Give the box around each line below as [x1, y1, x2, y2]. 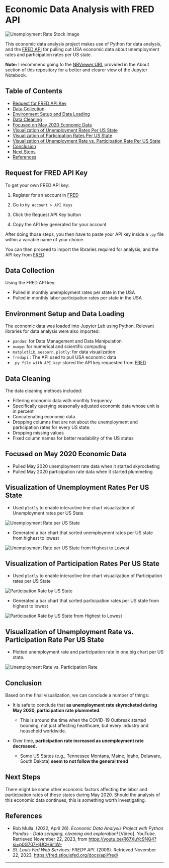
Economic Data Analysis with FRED [5, 4, 154, 15]
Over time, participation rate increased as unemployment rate [12, 737, 144, 744]
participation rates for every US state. [12, 424, 91, 430]
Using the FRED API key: [5, 280, 56, 286]
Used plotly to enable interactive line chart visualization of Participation [12, 573, 162, 579]
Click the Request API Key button [12, 211, 81, 218]
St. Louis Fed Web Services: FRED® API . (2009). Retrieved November [12, 846, 156, 853]
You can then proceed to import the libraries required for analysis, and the [5, 246, 159, 252]
